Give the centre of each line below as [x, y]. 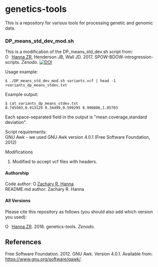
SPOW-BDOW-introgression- [124, 57]
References [23, 242]
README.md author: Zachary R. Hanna [45, 189]
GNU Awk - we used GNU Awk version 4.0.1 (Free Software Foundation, [78, 137]
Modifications [19, 152]
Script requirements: [26, 132]
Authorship [17, 173]
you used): [16, 217]
